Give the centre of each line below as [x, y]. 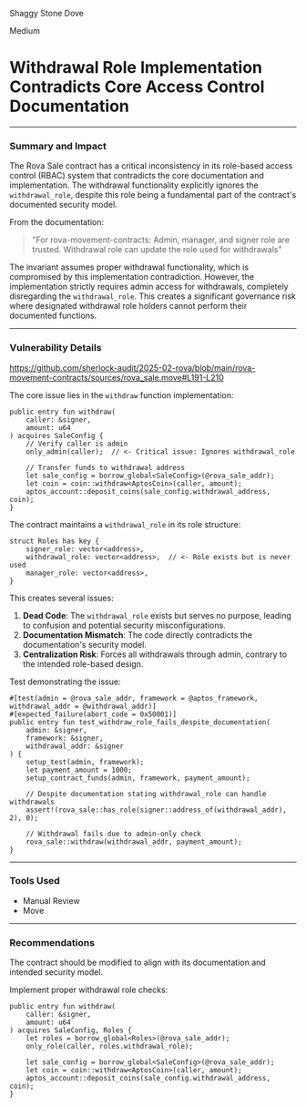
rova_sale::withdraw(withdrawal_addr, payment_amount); [134, 842]
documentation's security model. [85, 644]
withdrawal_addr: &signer [75, 746]
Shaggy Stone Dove [47, 13]
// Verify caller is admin [77, 444]
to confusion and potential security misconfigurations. [124, 625]
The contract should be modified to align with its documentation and [138, 963]
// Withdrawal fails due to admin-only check [114, 834]
